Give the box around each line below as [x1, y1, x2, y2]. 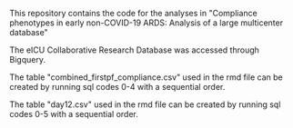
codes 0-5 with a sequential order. [9, 109, 139, 119]
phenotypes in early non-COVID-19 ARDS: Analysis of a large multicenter [9, 17, 284, 28]
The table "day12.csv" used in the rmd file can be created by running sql [9, 99, 281, 110]
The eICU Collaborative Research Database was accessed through [9, 44, 259, 55]
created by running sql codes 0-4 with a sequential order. [9, 82, 226, 92]
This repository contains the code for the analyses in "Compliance [9, 8, 258, 18]
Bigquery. [9, 54, 45, 64]
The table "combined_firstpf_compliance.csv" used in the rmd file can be [9, 72, 284, 83]
